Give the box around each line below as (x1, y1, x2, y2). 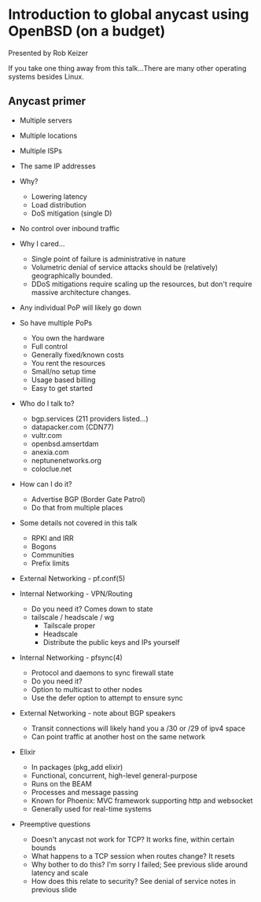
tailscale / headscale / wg (31, 612, 115, 622)
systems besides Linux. (8, 72, 84, 81)
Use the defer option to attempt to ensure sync (31, 693, 183, 702)
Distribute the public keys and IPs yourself (42, 637, 180, 646)
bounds (31, 843, 57, 852)
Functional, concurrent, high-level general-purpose (31, 771, 198, 780)
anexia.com (31, 447, 69, 457)
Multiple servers (19, 116, 72, 125)
